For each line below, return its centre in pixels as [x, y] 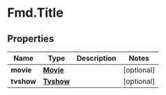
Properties [31, 39]
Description [96, 58]
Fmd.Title [36, 13]
